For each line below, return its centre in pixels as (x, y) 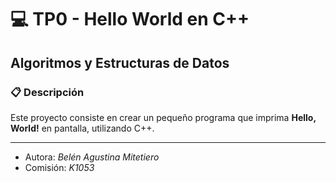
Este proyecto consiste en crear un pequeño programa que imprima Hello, (163, 117)
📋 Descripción (47, 92)
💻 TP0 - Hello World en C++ (130, 19)
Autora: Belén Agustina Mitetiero (92, 157)
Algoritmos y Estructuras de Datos (120, 62)
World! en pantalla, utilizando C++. (82, 128)
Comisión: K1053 (59, 167)
